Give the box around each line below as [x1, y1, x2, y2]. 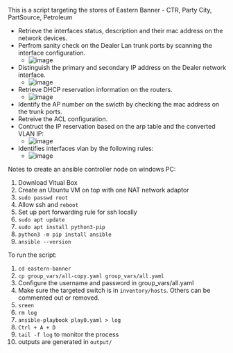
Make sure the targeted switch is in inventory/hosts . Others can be [17, 287, 211, 294]
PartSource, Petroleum [8, 13, 73, 21]
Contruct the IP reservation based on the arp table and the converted [17, 123, 216, 130]
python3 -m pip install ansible [17, 231, 112, 238]
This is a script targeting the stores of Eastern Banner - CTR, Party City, [8, 6, 212, 14]
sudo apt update [17, 217, 65, 224]
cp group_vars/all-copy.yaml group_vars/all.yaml [17, 273, 165, 280]
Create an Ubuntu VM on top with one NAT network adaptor [17, 186, 189, 194]
